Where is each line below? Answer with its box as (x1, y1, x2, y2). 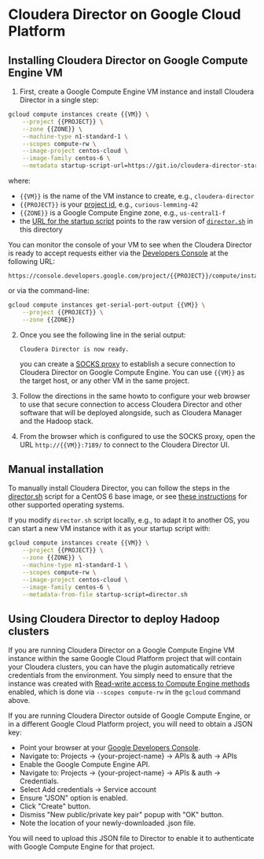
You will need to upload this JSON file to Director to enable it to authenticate (8, 834, 255, 843)
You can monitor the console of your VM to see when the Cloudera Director (8, 240, 253, 249)
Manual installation (8, 463, 104, 476)
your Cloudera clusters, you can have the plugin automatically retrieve (8, 662, 236, 671)
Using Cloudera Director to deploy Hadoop (8, 612, 220, 626)
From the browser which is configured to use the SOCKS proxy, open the (19, 431, 255, 441)
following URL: (8, 257, 56, 266)
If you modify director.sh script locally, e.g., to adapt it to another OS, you (8, 515, 250, 525)
